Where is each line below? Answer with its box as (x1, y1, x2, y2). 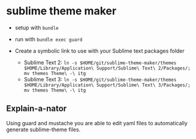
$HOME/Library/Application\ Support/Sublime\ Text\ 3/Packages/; (23, 82, 191, 88)
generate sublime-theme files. (6, 126, 81, 133)
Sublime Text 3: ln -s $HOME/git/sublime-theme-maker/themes (23, 75, 177, 83)
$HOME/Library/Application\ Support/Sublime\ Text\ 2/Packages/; (23, 65, 191, 71)
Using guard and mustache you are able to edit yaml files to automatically (6, 119, 188, 126)
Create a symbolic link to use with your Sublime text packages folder (14, 47, 185, 55)
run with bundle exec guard (14, 35, 83, 43)
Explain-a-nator (6, 104, 67, 114)
